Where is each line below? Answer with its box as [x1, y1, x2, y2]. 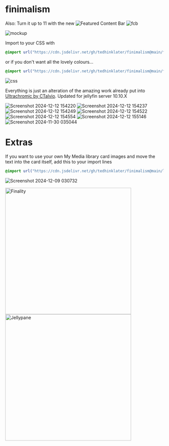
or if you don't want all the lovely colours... [5, 59, 94, 65]
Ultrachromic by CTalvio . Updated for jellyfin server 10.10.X [5, 93, 127, 99]
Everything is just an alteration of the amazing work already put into [5, 87, 145, 94]
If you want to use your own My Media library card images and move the [5, 153, 155, 159]
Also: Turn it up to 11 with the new [5, 20, 74, 26]
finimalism [5, 4, 50, 15]
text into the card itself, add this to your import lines [5, 158, 112, 165]
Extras [5, 137, 33, 148]
